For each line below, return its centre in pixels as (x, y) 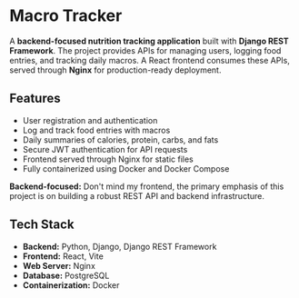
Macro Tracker (66, 16)
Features (35, 99)
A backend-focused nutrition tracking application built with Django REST (149, 41)
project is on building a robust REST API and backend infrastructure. (137, 195)
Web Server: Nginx (59, 265)
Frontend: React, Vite (63, 256)
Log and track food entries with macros (96, 130)
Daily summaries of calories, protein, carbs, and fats (120, 139)
